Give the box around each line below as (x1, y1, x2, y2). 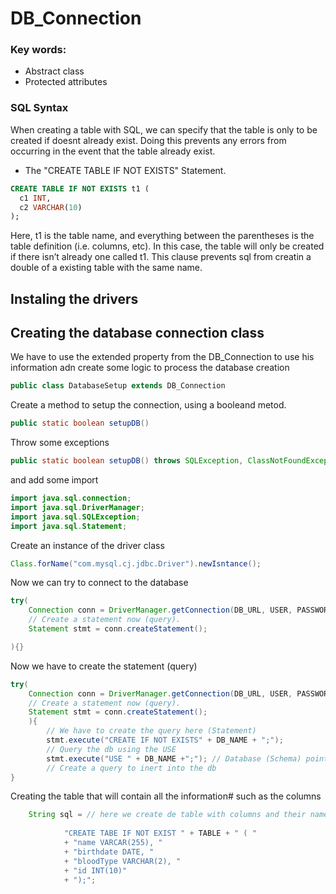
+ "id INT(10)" (63, 865, 128, 876)
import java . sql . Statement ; (10, 521, 128, 531)
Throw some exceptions (10, 437, 110, 449)
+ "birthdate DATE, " (63, 847, 155, 857)
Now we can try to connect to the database (10, 577, 189, 589)
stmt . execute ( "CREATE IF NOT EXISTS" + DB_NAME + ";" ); (46, 735, 284, 746)
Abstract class (24, 65, 85, 77)
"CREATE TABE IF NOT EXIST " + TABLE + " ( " (63, 828, 257, 839)
